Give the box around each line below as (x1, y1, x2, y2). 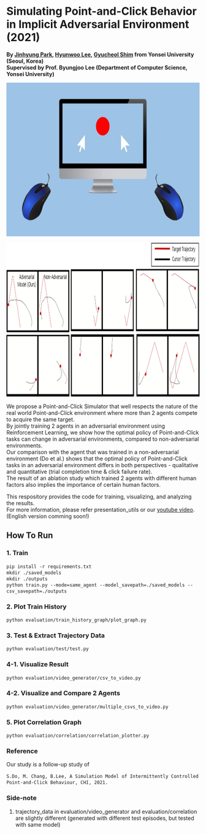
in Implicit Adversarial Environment (6, 17, 189, 31)
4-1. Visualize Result (6, 660, 69, 669)
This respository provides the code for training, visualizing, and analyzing (6, 493, 192, 500)
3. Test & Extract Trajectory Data (6, 631, 105, 640)
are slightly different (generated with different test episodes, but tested (15, 814, 194, 822)
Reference (6, 747, 38, 755)
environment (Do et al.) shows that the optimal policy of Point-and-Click (6, 455, 188, 462)
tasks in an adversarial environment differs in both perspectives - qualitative (6, 461, 199, 468)
